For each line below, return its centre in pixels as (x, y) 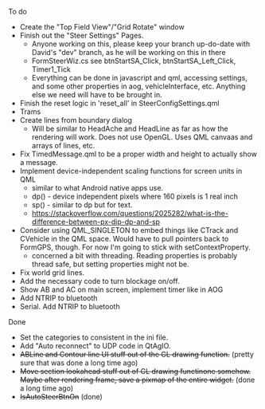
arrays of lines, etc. (63, 146)
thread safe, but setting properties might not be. (110, 264)
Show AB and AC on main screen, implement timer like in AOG (121, 289)
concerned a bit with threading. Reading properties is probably (134, 256)
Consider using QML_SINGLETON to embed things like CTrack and (129, 230)
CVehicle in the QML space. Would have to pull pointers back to (124, 239)
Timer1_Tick (51, 69)
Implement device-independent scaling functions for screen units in (131, 171)
